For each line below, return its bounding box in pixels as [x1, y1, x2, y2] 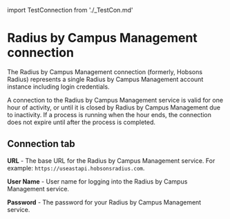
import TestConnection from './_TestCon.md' [7, 6, 133, 14]
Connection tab [7, 138, 75, 150]
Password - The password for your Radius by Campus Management [7, 198, 202, 207]
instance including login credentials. [7, 82, 110, 91]
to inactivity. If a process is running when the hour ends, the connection [7, 110, 212, 119]
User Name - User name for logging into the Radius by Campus [7, 177, 188, 186]
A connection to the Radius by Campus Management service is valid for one [7, 96, 223, 104]
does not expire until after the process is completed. [7, 118, 156, 126]
